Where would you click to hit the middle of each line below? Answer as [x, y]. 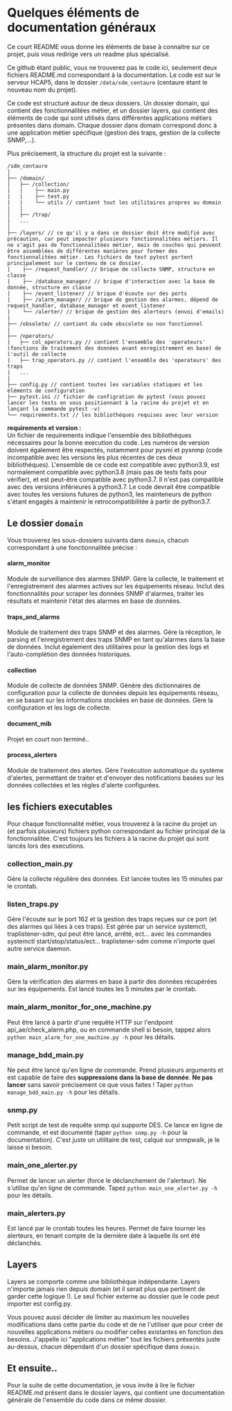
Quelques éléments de [73, 13]
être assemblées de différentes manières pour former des [92, 251]
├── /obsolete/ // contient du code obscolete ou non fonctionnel [105, 324]
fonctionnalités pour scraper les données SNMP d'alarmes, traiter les [106, 593]
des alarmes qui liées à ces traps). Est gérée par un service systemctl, [107, 927]
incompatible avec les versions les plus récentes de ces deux [95, 457]
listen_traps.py [33, 904]
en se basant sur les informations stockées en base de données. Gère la [110, 700]
